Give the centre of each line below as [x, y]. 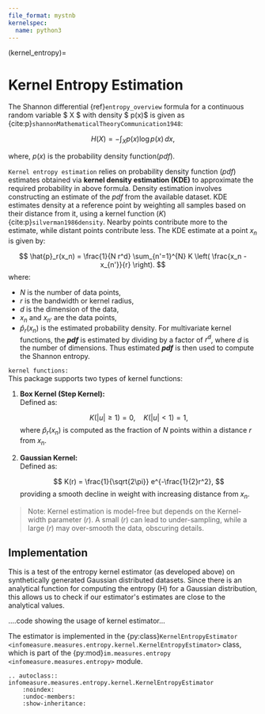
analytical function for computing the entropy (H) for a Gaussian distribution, [133, 589]
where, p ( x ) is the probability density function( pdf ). [92, 156]
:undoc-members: [49, 697]
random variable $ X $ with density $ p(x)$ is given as [97, 115]
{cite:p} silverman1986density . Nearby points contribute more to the [118, 222]
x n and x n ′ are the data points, [68, 318]
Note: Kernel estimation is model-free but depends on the [121, 511]
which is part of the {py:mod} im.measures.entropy [90, 653]
